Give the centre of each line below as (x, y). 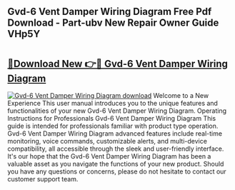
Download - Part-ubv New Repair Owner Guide (113, 23)
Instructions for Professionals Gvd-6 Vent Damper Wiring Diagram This (112, 118)
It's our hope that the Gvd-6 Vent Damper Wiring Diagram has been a (109, 156)
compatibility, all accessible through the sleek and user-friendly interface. (116, 149)
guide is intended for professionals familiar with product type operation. (113, 126)
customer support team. (43, 179)
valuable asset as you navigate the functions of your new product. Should (116, 164)
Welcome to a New (181, 95)
